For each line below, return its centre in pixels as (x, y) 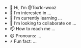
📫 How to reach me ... (32, 29)
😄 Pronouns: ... (26, 36)
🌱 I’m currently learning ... (36, 18)
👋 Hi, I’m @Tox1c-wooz (33, 8)
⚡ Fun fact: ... (23, 41)
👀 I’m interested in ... (30, 13)
